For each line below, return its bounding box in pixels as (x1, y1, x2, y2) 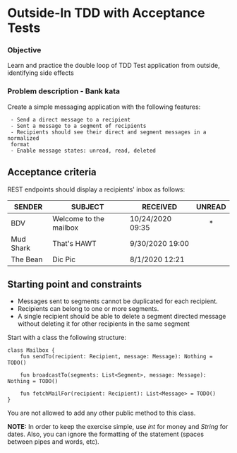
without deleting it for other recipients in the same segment (17, 319, 190, 328)
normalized (7, 134, 39, 142)
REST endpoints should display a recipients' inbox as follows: (7, 185, 186, 194)
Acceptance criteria (7, 166, 97, 178)
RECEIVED (142, 201, 178, 211)
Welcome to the (52, 213, 104, 223)
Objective (7, 45, 42, 55)
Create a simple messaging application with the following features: (7, 102, 201, 111)
